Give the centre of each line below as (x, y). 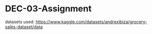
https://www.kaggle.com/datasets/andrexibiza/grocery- (91, 22)
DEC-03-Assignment (48, 9)
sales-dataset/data (24, 26)
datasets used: (20, 22)
